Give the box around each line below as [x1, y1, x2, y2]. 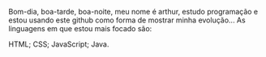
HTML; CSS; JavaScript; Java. [8, 39, 109, 49]
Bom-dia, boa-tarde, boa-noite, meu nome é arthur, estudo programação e [8, 7, 259, 16]
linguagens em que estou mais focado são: [8, 24, 152, 33]
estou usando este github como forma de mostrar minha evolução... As [8, 15, 246, 25]
